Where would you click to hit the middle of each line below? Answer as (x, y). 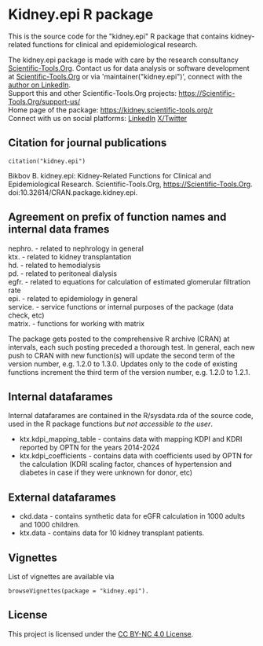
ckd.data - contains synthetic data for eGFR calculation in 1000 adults (132, 516)
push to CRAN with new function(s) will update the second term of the (122, 355)
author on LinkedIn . (39, 85)
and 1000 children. (49, 525)
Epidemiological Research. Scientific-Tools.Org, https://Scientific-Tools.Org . (130, 184)
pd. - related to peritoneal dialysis (63, 273)
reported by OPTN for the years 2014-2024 (89, 448)
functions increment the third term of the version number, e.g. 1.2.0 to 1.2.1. (129, 372)
